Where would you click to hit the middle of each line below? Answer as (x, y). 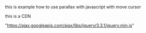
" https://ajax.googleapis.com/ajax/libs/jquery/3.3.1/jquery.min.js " (70, 25)
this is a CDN (18, 16)
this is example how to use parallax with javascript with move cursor (73, 7)
